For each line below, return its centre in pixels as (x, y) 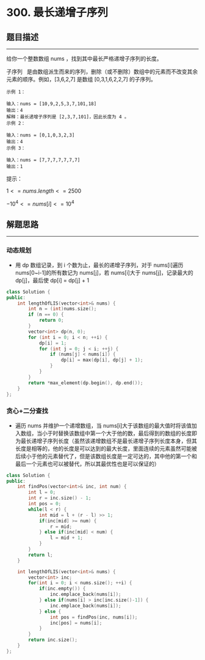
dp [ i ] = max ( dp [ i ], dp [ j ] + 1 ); (102, 360)
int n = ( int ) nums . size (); (63, 309)
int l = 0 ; (42, 492)
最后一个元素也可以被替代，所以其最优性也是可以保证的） (87, 464)
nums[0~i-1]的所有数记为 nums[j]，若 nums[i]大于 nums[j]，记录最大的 (104, 272)
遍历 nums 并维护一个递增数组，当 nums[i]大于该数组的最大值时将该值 (103, 425)
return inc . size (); (53, 640)
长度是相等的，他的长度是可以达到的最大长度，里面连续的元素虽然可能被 (106, 448)
